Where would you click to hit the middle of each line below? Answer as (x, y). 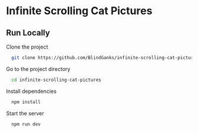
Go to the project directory (38, 69)
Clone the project (27, 47)
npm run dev (26, 124)
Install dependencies (32, 91)
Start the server (25, 113)
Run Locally (28, 33)
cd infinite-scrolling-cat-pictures (56, 80)
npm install (26, 102)
